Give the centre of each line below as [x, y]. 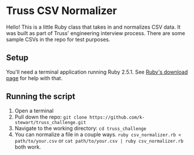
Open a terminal [34, 111]
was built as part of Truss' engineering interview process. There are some [96, 33]
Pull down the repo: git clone [51, 117]
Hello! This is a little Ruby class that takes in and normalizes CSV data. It [93, 27]
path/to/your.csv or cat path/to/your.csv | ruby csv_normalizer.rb [99, 140]
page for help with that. [34, 78]
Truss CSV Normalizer [62, 11]
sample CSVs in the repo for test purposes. [58, 39]
